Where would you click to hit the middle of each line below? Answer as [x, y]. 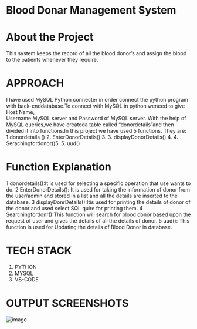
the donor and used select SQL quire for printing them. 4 [74, 208]
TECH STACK [39, 251]
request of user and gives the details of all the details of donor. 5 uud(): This [98, 221]
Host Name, [21, 112]
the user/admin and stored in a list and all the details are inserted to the [92, 196]
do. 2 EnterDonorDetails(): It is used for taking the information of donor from [98, 189]
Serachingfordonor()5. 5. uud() [43, 143]
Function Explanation [59, 167]
